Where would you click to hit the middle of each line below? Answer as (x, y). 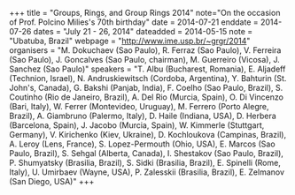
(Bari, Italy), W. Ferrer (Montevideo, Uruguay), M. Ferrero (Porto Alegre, (139, 106)
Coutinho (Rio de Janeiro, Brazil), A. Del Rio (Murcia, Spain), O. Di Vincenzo (146, 97)
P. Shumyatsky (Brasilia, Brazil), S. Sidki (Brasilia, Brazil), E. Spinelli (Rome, (145, 163)
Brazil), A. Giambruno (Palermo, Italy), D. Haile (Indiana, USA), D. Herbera (143, 116)
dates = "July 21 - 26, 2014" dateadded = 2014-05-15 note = (143, 31)
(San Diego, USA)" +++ (52, 181)
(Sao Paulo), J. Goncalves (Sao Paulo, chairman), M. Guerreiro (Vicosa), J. (145, 60)
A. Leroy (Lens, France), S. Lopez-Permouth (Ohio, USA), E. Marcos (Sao (143, 144)
